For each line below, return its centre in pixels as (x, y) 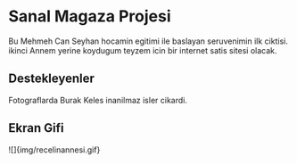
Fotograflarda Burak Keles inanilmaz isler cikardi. (98, 100)
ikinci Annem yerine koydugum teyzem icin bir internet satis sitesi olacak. (143, 50)
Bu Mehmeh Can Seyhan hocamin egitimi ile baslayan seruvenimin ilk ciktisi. (148, 41)
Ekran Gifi (36, 128)
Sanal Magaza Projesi (90, 16)
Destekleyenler (52, 79)
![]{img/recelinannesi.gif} (54, 150)
